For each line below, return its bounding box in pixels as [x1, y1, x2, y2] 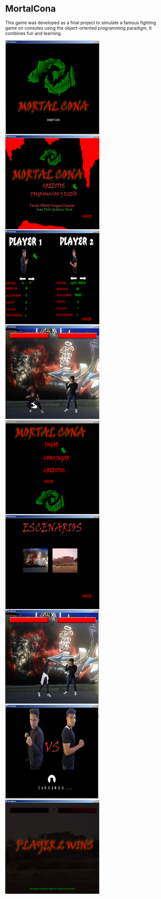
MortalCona [5, 3, 56, 15]
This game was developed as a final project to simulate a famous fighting [5, 20, 156, 26]
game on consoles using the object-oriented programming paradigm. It [5, 25, 152, 31]
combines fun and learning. [5, 30, 62, 36]
